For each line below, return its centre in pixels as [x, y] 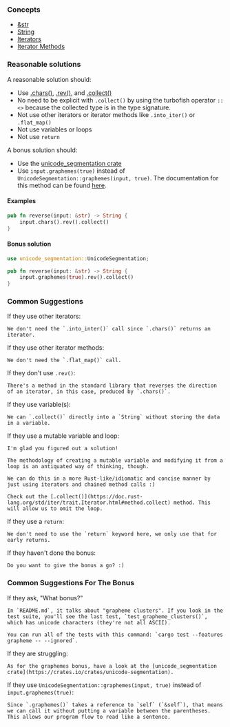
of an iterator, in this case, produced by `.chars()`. [89, 392]
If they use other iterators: [44, 316]
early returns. [29, 540]
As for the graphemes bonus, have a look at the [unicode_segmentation [112, 666]
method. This [192, 503]
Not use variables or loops [54, 129]
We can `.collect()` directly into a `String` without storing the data [114, 417]
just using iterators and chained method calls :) [81, 485]
